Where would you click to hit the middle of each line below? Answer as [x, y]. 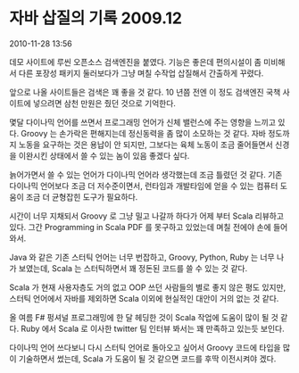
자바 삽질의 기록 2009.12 [96, 18]
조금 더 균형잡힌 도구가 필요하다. [82, 196]
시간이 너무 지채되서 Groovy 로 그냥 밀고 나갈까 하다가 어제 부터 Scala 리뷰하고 [146, 216]
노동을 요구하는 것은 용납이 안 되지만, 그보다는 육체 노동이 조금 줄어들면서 [146, 145]
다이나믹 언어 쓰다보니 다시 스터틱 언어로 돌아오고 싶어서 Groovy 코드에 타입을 [145, 347]
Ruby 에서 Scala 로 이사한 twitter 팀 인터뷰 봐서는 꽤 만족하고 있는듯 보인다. [153, 328]
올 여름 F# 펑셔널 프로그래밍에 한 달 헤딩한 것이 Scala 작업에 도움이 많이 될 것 [144, 317]
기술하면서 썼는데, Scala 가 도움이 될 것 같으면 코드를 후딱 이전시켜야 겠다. [147, 359]
